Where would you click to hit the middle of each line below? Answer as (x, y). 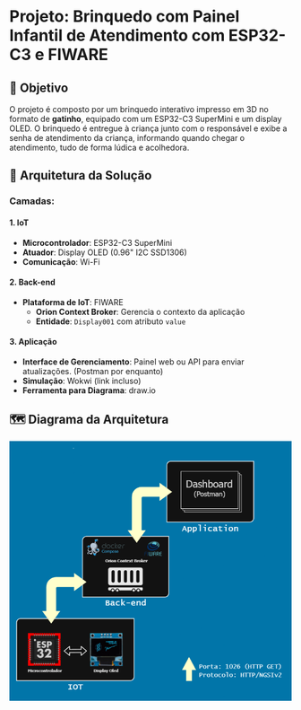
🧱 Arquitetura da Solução (81, 175)
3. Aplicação (33, 342)
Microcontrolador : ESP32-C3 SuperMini (97, 242)
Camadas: (32, 201)
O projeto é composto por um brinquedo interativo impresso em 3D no (139, 109)
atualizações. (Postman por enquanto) (93, 371)
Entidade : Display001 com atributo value (111, 321)
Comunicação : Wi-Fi (61, 261)
